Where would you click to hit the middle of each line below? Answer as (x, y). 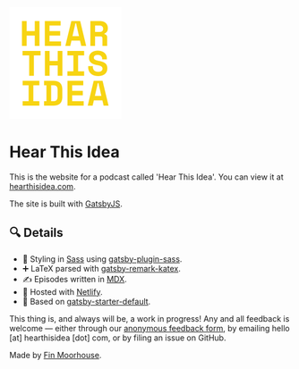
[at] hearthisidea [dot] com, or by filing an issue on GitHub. (118, 338)
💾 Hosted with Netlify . (62, 291)
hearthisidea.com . (43, 186)
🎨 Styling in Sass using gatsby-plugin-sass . (102, 259)
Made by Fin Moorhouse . (56, 355)
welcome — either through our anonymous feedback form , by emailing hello (149, 328)
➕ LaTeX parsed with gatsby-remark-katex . (102, 268)
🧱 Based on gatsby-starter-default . (86, 301)
